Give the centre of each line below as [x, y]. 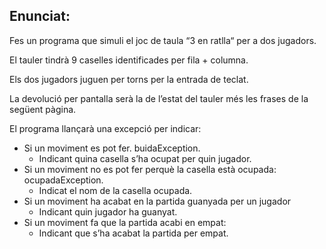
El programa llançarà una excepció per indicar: [105, 128]
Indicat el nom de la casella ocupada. [115, 190]
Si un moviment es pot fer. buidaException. [112, 148]
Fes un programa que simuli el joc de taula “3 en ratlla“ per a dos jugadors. [163, 40]
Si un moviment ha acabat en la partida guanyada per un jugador [157, 201]
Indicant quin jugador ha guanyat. [108, 211]
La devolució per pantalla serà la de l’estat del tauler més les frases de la [159, 98]
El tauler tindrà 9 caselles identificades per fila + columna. [129, 60]
